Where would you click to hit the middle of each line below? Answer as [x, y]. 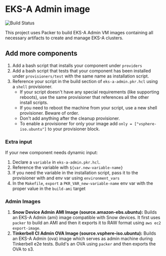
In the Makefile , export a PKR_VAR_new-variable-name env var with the [83, 183]
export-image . [26, 228]
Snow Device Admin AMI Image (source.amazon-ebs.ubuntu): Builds [84, 212]
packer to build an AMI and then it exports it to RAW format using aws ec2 [86, 223]
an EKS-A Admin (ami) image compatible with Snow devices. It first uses [86, 218]
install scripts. [34, 102]
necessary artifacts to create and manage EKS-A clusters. [64, 38]
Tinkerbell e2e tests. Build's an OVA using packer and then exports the [84, 244]
